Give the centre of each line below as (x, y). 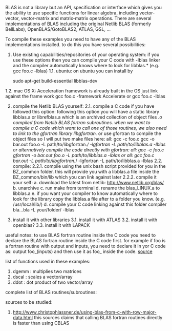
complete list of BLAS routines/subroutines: (51, 292)
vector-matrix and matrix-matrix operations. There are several (86, 18)
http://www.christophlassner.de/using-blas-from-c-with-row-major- (85, 312)
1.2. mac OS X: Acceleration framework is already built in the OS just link (82, 91)
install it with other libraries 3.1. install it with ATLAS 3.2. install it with (85, 220)
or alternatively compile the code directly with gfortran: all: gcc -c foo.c (88, 150)
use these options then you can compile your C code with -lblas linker (86, 60)
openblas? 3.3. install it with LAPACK (51, 225)
